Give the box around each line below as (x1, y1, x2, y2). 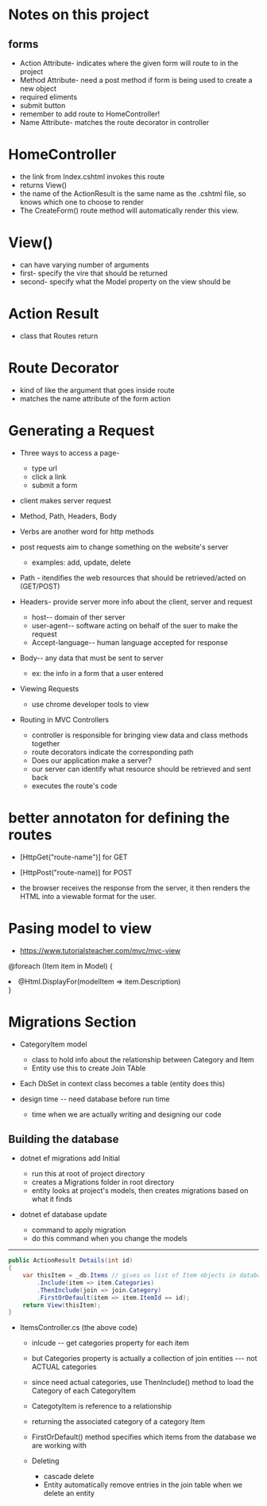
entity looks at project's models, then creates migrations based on (31, 1186, 249, 1195)
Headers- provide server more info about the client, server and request (19, 597, 253, 606)
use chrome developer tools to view (31, 699, 149, 709)
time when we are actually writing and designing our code (31, 1109, 222, 1119)
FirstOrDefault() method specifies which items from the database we (31, 1432, 257, 1442)
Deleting (31, 1456, 60, 1466)
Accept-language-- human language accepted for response (31, 637, 228, 647)
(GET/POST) (19, 581, 60, 591)
